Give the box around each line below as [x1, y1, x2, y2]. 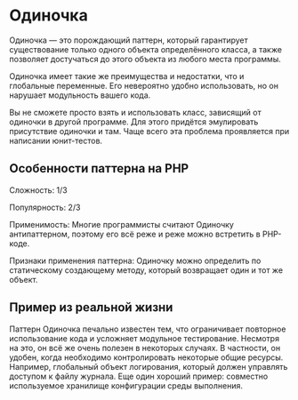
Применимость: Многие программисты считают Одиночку [9, 219, 234, 229]
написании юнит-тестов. [9, 135, 103, 146]
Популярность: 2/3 [9, 202, 81, 212]
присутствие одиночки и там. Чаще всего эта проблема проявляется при [9, 125, 290, 136]
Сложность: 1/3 [9, 184, 68, 196]
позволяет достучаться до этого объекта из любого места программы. [9, 53, 282, 64]
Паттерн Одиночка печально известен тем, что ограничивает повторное [9, 324, 286, 334]
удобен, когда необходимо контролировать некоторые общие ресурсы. [9, 352, 284, 363]
